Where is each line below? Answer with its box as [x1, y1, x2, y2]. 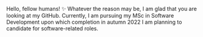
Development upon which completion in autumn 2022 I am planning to [6, 18, 182, 25]
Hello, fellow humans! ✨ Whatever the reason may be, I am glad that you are [6, 5, 198, 12]
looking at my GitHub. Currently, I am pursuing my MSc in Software [6, 12, 174, 19]
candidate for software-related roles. [6, 25, 98, 32]
